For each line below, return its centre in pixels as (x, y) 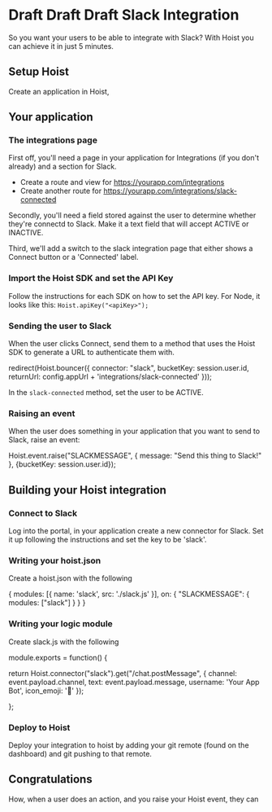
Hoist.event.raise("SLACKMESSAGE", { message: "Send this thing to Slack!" (135, 456)
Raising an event (42, 413)
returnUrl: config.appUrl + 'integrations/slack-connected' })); (110, 377)
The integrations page (53, 140)
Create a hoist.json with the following (70, 578)
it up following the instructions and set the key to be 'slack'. (108, 540)
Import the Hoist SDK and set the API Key (91, 279)
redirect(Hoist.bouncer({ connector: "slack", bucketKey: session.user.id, (129, 368)
